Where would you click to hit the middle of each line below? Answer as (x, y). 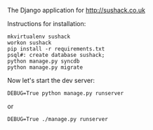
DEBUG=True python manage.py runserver (66, 93)
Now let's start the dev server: (51, 80)
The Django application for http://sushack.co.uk (76, 10)
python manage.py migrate (45, 67)
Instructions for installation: (47, 24)
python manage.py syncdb (44, 61)
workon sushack (29, 43)
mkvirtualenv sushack (39, 37)
